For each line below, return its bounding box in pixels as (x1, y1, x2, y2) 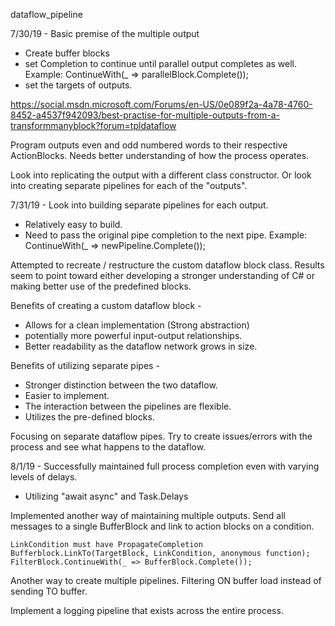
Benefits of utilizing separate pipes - (10, 360, 160, 371)
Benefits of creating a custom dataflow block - (10, 300, 202, 311)
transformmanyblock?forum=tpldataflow (10, 120, 177, 131)
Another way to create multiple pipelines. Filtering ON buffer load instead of (10, 575, 322, 586)
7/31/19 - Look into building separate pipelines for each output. (10, 199, 269, 211)
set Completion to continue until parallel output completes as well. (24, 58, 298, 69)
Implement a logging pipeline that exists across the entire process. (10, 605, 284, 616)
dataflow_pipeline (10, 9, 83, 20)
